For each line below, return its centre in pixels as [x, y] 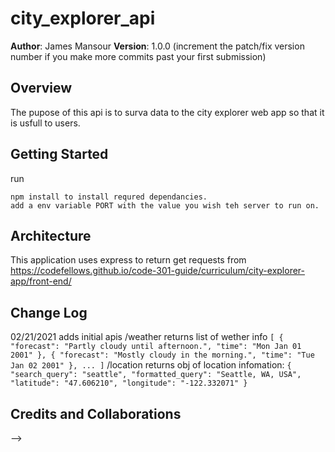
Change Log [49, 312]
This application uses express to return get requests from [128, 260]
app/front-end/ [41, 281]
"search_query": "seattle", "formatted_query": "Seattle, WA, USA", [156, 375]
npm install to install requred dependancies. [109, 197]
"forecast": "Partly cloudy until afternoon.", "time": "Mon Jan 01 [156, 347]
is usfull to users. [45, 123]
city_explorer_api [83, 18]
